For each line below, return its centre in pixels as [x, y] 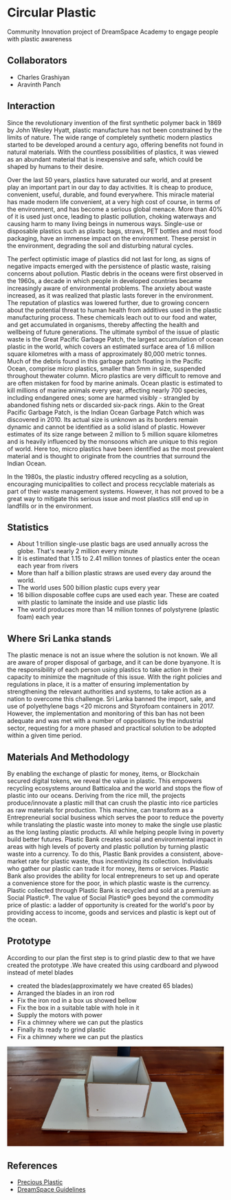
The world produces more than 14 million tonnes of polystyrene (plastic [118, 610]
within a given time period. [45, 735]
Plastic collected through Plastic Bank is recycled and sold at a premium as [113, 890]
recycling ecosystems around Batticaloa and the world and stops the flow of [115, 788]
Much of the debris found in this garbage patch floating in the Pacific [105, 361]
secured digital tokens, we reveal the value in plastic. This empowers [104, 781]
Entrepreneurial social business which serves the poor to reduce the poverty [115, 817]
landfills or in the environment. [50, 506]
